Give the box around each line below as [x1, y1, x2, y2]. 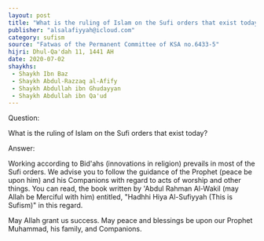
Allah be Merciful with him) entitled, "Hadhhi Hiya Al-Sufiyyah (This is [8, 192, 233, 202]
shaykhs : [8, 63, 37, 71]
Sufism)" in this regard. [8, 201, 83, 210]
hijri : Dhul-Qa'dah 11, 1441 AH [8, 48, 114, 56]
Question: [8, 113, 40, 122]
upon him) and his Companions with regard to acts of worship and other [8, 176, 241, 185]
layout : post [8, 11, 51, 20]
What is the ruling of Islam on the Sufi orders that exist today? [8, 129, 208, 138]
